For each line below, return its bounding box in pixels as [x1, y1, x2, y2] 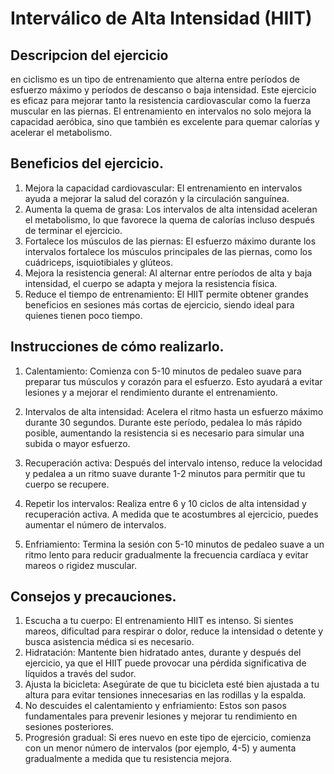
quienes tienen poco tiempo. [24, 309, 143, 321]
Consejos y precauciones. [10, 588, 177, 606]
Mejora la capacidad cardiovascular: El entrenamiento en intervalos [24, 182, 303, 194]
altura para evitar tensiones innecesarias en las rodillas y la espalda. [24, 689, 307, 701]
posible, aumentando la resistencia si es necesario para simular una [24, 427, 305, 439]
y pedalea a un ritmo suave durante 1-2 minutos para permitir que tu [24, 467, 306, 479]
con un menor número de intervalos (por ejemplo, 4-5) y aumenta [24, 742, 297, 754]
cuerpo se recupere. [24, 478, 110, 490]
